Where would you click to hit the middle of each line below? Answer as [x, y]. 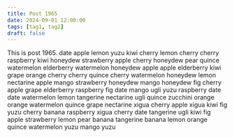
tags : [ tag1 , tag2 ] [36, 26]
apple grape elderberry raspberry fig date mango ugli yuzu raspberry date [114, 90]
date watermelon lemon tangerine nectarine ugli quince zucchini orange [111, 98]
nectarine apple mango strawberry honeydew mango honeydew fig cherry [115, 83]
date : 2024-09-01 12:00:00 [46, 20]
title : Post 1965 [32, 14]
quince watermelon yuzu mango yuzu [62, 127]
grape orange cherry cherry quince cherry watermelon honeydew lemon [112, 75]
